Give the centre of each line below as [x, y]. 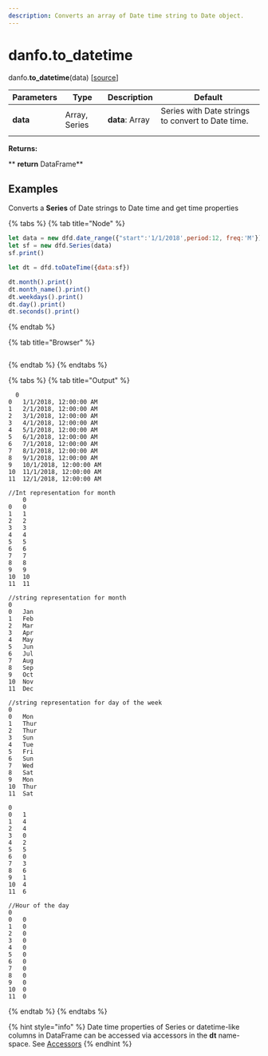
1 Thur [23, 724]
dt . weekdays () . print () [46, 297]
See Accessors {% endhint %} [82, 1044]
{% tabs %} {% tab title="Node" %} [67, 224]
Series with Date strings [205, 110]
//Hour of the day [39, 906]
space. [20, 1044]
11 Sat [21, 794]
